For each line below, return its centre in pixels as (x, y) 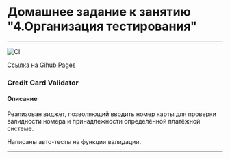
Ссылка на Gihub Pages (41, 65)
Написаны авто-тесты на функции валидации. (74, 142)
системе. (21, 129)
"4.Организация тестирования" (102, 26)
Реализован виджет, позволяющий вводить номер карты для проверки (112, 114)
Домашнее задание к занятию (99, 12)
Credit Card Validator (43, 83)
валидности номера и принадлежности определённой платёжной (104, 121)
